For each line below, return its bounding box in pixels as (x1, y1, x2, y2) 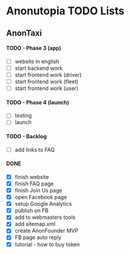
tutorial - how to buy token (14, 240, 80, 248)
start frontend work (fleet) (14, 78, 79, 85)
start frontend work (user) (14, 85, 78, 92)
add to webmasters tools (14, 213, 76, 221)
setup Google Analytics (14, 200, 72, 207)
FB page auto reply (14, 234, 62, 241)
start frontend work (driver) (14, 71, 82, 78)
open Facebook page (14, 194, 67, 201)
